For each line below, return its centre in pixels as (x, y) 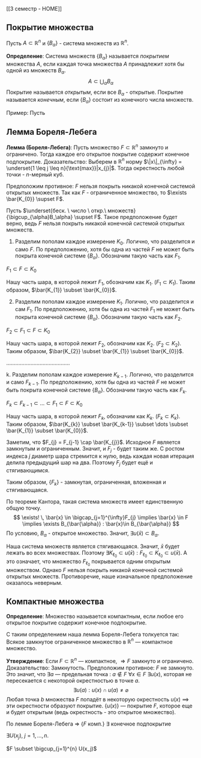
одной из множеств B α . (36, 71)
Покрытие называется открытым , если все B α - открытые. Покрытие (95, 93)
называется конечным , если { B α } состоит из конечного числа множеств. (100, 100)
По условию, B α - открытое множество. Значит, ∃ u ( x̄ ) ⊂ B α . (83, 534)
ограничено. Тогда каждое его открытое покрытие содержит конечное (98, 154)
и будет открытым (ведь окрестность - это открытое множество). (91, 712)
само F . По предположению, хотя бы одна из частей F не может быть (105, 250)
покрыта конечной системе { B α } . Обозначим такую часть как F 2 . (98, 318)
